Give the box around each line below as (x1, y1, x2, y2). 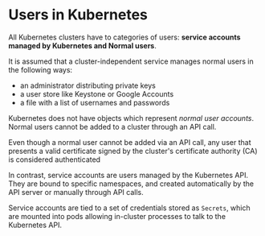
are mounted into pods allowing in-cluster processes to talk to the (8, 211, 226, 221)
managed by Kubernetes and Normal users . (8, 40, 157, 50)
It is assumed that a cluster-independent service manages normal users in (8, 56, 255, 66)
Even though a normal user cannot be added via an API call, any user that (8, 137, 251, 147)
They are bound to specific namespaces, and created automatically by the (8, 179, 255, 188)
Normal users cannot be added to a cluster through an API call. (8, 122, 217, 131)
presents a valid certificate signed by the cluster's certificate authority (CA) (8, 146, 259, 155)
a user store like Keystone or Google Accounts (19, 89, 174, 98)
